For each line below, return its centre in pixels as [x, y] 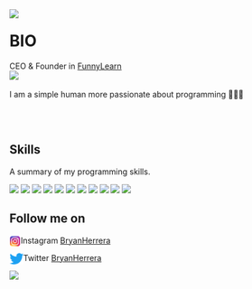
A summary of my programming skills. [80, 172]
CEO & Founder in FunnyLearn [65, 66]
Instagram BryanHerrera [66, 240]
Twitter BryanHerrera [62, 257]
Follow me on [47, 219]
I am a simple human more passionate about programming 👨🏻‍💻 [126, 94]
